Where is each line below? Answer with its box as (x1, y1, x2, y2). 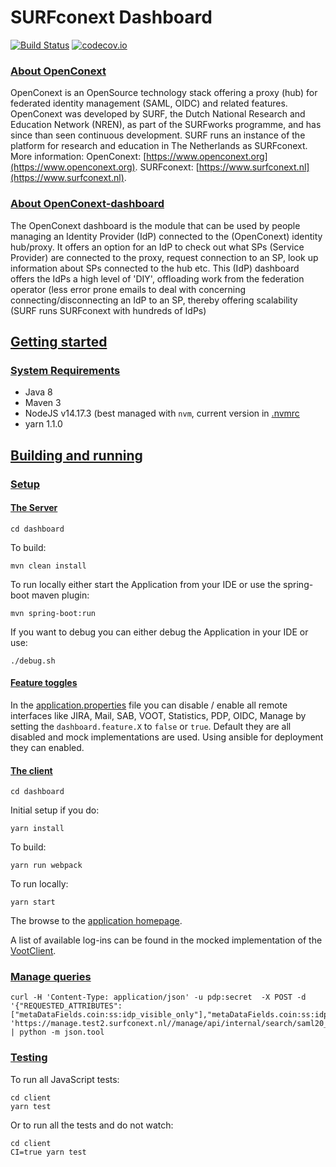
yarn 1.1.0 (24, 418, 63, 430)
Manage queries (10, 970, 92, 984)
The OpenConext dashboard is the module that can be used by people (10, 219, 301, 231)
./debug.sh (10, 656, 56, 666)
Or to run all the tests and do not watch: (10, 1119, 174, 1131)
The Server (10, 502, 58, 514)
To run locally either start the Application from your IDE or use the (10, 578, 282, 590)
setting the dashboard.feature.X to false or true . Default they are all (10, 720, 292, 732)
